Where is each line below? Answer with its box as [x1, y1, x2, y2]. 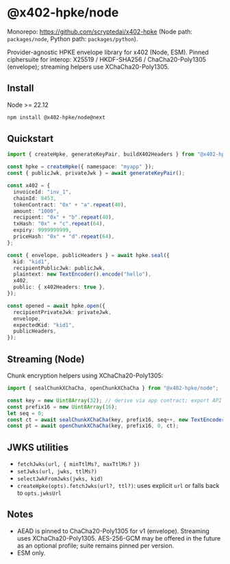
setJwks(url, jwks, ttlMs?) [16, 468, 97, 476]
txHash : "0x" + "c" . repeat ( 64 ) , [13, 221, 106, 228]
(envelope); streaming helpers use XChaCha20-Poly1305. [7, 62, 170, 71]
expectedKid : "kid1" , [13, 321, 75, 328]
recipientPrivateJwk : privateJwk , [13, 308, 112, 316]
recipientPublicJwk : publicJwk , [13, 265, 106, 271]
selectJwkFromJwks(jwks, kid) [16, 476, 104, 482]
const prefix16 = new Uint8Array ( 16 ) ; [7, 403, 118, 410]
